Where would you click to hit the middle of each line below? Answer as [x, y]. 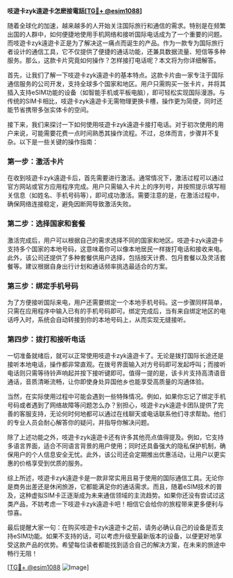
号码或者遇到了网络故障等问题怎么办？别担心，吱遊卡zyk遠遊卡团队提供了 [113, 405]
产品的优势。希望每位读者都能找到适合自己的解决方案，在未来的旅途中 [126, 545]
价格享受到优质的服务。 [53, 464]
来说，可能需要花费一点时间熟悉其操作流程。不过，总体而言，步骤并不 [113, 133]
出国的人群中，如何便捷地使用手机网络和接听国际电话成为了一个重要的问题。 [116, 34]
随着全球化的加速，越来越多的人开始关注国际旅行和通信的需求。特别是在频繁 [116, 26]
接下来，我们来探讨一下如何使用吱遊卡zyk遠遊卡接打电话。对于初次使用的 [113, 125]
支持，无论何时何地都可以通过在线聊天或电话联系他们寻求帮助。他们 [128, 414]
